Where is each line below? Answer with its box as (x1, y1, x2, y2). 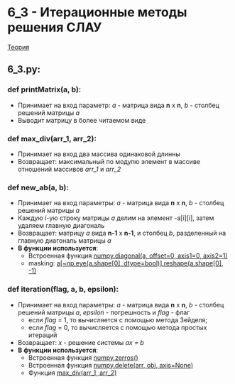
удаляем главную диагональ (17, 221, 105, 230)
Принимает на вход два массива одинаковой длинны (17, 150, 181, 158)
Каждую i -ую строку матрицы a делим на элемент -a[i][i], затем (17, 214, 214, 222)
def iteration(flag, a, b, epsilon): (7, 285, 119, 295)
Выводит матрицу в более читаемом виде (17, 116, 146, 124)
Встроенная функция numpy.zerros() (28, 353, 138, 362)
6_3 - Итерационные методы (7, 4, 187, 21)
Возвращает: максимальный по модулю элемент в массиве (17, 157, 201, 165)
